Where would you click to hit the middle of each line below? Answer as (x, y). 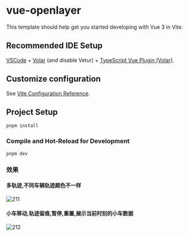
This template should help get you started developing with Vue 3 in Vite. (95, 27)
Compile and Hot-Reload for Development (68, 141)
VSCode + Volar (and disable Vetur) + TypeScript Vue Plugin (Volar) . (90, 60)
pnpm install (22, 126)
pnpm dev (17, 154)
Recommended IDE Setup (55, 46)
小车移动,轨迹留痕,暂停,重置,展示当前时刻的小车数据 (70, 213)
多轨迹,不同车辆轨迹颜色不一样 (44, 185)
